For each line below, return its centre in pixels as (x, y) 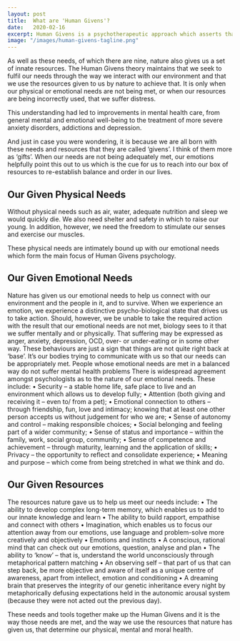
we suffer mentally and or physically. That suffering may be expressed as (115, 333)
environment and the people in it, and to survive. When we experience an (115, 303)
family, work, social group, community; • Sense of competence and (107, 439)
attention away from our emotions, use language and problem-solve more (116, 532)
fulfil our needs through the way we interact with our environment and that (117, 76)
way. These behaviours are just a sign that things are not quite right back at (118, 348)
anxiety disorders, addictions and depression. (75, 128)
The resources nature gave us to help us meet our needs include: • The (112, 502)
